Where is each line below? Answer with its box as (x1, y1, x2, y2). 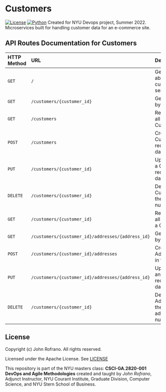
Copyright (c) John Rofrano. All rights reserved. (5, 346, 102, 352)
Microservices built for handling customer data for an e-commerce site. (5, 24, 151, 30)
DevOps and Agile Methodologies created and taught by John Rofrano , (5, 370, 152, 377)
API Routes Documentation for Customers (5, 39, 137, 48)
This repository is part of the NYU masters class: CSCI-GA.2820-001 (5, 365, 147, 371)
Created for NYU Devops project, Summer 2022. (47, 19, 147, 25)
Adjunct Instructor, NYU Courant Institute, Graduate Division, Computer (5, 376, 150, 382)
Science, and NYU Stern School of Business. (5, 381, 96, 387)
